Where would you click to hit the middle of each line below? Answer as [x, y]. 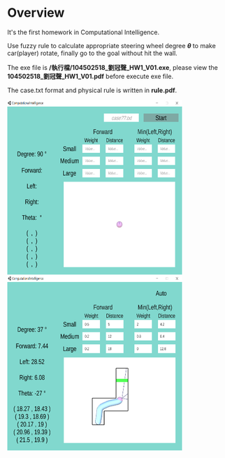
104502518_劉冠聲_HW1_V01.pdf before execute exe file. [90, 76]
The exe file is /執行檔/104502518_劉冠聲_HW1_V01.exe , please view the [112, 67]
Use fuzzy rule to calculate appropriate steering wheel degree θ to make [112, 45]
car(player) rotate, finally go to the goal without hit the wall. [93, 53]
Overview [36, 13]
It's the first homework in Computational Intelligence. [84, 32]
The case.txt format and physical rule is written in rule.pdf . [92, 90]
